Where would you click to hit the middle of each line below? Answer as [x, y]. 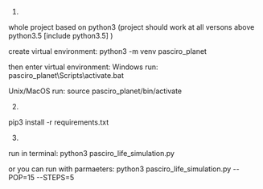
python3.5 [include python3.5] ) [61, 36]
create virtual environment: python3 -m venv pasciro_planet [108, 51]
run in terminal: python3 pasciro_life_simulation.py [92, 153]
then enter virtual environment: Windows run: [83, 67]
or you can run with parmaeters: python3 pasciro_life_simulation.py [120, 169]
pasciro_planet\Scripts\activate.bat [66, 75]
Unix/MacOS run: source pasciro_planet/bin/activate [95, 91]
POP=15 [21, 177]
